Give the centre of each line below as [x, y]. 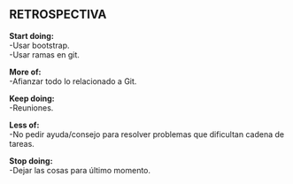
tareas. [22, 143]
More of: [25, 72]
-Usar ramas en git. [44, 54]
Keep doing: [32, 98]
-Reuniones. [31, 107]
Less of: [24, 125]
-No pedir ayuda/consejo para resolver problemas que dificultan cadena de [147, 134]
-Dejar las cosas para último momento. [80, 170]
